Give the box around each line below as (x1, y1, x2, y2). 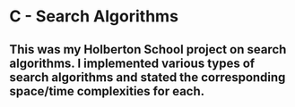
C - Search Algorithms (9, 6, 179, 27)
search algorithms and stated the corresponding (9, 70, 286, 85)
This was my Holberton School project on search (9, 42, 287, 57)
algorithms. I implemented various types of (9, 55, 256, 70)
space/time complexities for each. (9, 83, 205, 99)
